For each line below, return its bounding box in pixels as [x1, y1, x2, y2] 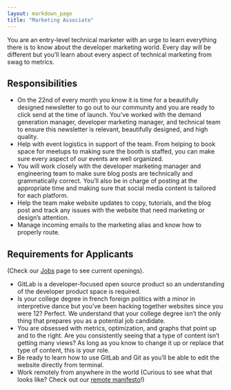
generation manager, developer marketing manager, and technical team [17, 118, 221, 127]
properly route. [17, 228, 60, 236]
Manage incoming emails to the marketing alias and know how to [17, 221, 202, 229]
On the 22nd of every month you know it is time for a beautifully [17, 96, 199, 104]
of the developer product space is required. [17, 288, 141, 296]
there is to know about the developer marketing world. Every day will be [7, 43, 212, 51]
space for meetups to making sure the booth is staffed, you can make [17, 147, 215, 156]
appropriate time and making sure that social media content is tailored [17, 184, 216, 192]
